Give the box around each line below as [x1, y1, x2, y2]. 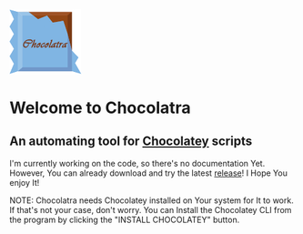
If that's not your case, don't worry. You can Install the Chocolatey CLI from [9, 204, 292, 215]
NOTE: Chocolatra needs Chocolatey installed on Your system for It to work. [9, 195, 294, 206]
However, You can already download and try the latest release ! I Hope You [9, 168, 288, 178]
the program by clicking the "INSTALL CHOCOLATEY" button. [9, 214, 240, 225]
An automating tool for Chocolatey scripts [9, 134, 253, 149]
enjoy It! [9, 177, 40, 188]
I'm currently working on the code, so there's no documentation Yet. [9, 158, 266, 168]
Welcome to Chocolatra [9, 97, 191, 117]
